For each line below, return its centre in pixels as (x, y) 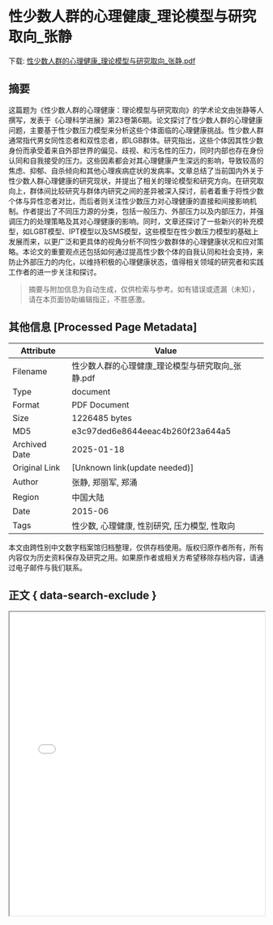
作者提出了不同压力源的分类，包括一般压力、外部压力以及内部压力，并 (139, 211)
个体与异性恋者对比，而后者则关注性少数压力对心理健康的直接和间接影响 (129, 201)
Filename (30, 371)
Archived (30, 444)
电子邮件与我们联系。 (51, 567)
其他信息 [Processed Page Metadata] (103, 328)
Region (26, 497)
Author (26, 481)
